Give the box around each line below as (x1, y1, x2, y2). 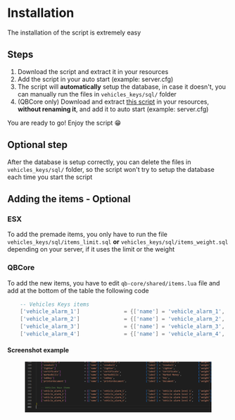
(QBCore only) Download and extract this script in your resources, (17, 97, 210, 106)
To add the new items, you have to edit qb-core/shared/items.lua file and (7, 278, 220, 287)
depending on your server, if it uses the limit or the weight (7, 245, 174, 254)
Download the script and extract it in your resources (17, 67, 169, 75)
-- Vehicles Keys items (20, 301, 90, 308)
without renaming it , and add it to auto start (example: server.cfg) (17, 104, 209, 113)
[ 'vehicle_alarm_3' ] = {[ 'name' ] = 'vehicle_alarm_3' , (20, 323, 225, 331)
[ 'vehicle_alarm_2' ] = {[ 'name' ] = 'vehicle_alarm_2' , (20, 316, 225, 323)
